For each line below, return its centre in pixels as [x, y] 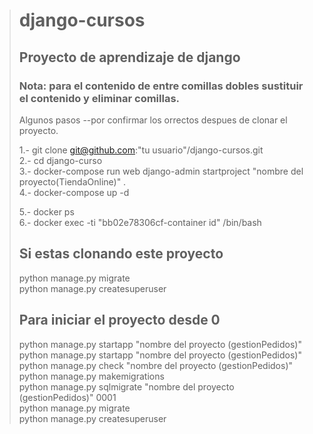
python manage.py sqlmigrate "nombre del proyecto [126, 386]
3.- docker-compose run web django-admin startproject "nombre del [161, 171]
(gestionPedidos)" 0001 [67, 397]
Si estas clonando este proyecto [121, 254]
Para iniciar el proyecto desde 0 [119, 320]
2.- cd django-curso [60, 160]
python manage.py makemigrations [91, 376]
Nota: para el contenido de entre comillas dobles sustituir [161, 86]
